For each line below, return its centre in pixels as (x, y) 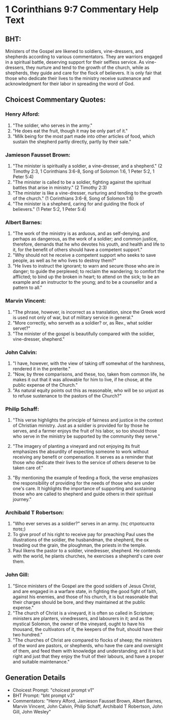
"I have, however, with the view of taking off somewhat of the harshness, (89, 363)
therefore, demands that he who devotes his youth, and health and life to (89, 244)
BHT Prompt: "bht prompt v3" (44, 695)
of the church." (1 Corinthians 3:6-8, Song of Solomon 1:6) (73, 198)
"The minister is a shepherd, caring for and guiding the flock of (78, 204)
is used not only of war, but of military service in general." (73, 317)
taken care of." (28, 468)
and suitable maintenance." (41, 661)
